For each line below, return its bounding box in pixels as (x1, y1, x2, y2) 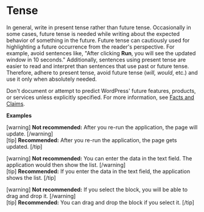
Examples (6, 112, 32, 119)
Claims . (6, 100, 26, 107)
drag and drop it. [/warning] (6, 192, 76, 199)
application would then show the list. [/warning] (6, 161, 126, 168)
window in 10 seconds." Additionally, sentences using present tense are (6, 56, 186, 63)
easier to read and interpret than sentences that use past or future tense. (6, 62, 189, 70)
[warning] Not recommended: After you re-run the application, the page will (6, 123, 198, 131)
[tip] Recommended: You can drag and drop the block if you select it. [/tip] (6, 199, 195, 206)
